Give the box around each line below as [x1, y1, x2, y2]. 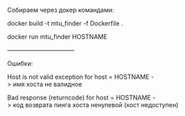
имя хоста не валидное [13, 80, 82, 88]
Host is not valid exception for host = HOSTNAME [7, 72, 150, 81]
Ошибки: [7, 59, 33, 68]
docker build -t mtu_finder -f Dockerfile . [7, 19, 123, 27]
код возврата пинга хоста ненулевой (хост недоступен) [13, 101, 179, 109]
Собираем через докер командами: [7, 6, 115, 14]
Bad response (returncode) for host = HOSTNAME [7, 93, 152, 101]
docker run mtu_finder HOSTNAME [7, 32, 108, 41]
